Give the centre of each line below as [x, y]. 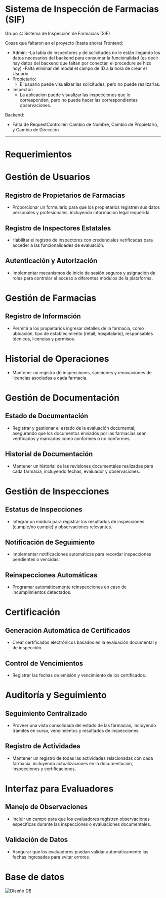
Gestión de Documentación [62, 398]
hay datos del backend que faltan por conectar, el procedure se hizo [82, 63]
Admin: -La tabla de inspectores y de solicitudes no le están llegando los [86, 53]
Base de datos [35, 877]
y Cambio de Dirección [36, 129]
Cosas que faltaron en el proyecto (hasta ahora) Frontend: [64, 43]
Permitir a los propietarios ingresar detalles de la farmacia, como [78, 328]
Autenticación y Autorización [51, 261]
